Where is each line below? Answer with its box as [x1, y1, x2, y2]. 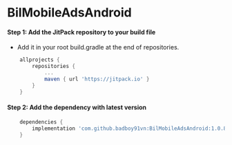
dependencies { [19, 118, 64, 125]
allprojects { [19, 56, 60, 63]
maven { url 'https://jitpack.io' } [43, 76, 150, 83]
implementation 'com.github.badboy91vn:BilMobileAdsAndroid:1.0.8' [32, 125, 230, 132]
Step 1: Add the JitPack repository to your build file [7, 27, 156, 36]
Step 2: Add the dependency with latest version [7, 103, 147, 111]
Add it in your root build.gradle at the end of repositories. [17, 43, 180, 52]
